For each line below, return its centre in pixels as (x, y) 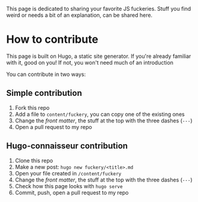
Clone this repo (34, 160)
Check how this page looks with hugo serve (69, 186)
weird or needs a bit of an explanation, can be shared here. (79, 15)
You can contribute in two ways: (46, 74)
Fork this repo (32, 107)
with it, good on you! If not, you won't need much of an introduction (90, 62)
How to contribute (52, 39)
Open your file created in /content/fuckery (68, 173)
